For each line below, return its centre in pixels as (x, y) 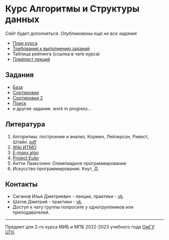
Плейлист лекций (31, 59)
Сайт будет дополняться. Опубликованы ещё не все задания (71, 33)
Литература (25, 125)
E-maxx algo (26, 152)
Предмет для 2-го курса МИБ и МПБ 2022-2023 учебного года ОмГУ (80, 227)
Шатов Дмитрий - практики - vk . (48, 202)
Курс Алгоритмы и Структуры (72, 9)
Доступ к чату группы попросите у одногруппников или (73, 207)
